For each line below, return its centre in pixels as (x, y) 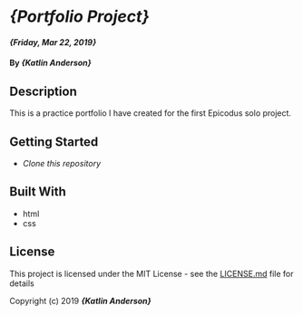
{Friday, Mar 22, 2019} (53, 42)
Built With (38, 192)
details (22, 283)
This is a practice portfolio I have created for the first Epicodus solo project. (151, 113)
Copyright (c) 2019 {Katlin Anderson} (80, 301)
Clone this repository (62, 163)
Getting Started (54, 142)
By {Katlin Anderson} (51, 63)
